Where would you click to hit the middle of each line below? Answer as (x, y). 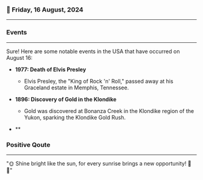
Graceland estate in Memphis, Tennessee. (76, 88)
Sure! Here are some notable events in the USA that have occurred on (93, 51)
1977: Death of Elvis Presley (50, 69)
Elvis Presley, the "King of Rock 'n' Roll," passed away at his (98, 81)
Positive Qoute (28, 144)
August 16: (20, 57)
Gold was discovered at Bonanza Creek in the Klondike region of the (109, 111)
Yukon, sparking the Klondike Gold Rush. (75, 117)
